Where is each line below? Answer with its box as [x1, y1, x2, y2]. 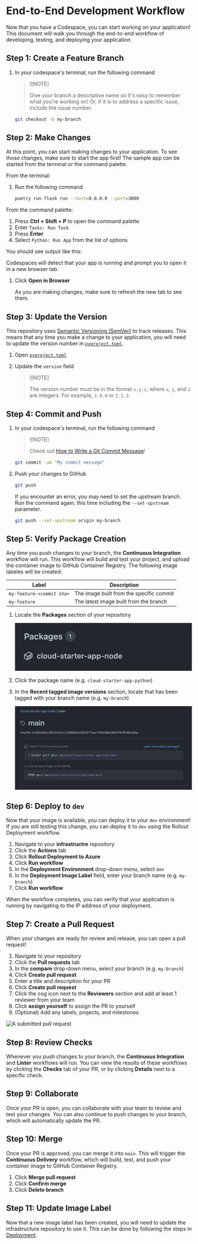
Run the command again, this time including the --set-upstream [14, 499, 169, 506]
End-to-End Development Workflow [6, 4, 185, 18]
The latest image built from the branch [74, 598, 167, 605]
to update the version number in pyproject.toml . [6, 340, 124, 347]
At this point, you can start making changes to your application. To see [6, 148, 178, 155]
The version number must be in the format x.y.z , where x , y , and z [29, 386, 191, 393]
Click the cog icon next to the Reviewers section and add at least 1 [14, 990, 177, 997]
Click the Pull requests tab [14, 959, 80, 966]
